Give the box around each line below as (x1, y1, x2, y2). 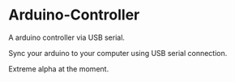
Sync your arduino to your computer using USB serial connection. (8, 48, 228, 58)
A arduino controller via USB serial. (8, 32, 126, 42)
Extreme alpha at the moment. (8, 63, 109, 74)
